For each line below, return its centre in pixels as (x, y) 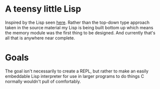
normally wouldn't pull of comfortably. (43, 81)
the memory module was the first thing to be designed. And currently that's (80, 33)
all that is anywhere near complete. (40, 38)
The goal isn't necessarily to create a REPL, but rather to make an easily (77, 71)
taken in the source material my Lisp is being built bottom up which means (79, 27)
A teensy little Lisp (43, 9)
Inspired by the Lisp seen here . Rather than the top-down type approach (77, 22)
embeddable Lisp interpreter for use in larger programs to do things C (75, 76)
